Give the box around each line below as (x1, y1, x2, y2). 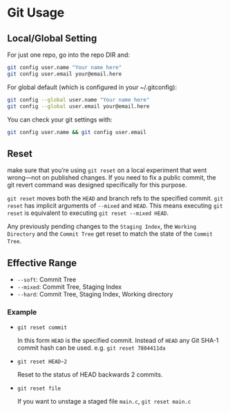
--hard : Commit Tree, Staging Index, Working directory (17, 290, 173, 298)
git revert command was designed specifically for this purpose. (7, 181, 188, 189)
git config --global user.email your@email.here (7, 102, 150, 110)
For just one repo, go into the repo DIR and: (7, 50, 130, 59)
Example (7, 307, 37, 317)
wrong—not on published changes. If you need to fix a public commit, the (7, 174, 216, 182)
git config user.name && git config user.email (7, 129, 147, 135)
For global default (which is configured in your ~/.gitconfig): (7, 83, 178, 91)
